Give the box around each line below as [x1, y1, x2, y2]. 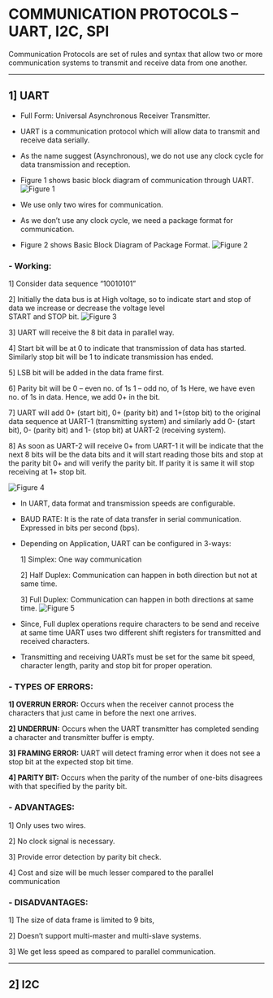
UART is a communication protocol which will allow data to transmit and [19, 126, 261, 136]
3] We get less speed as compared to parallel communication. [8, 946, 216, 956]
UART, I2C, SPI [8, 22, 110, 41]
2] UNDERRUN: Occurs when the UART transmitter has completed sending [8, 724, 259, 733]
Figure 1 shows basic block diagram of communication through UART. [19, 175, 254, 185]
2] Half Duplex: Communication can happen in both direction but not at [19, 571, 258, 580]
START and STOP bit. [8, 312, 80, 322]
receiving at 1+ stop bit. [8, 467, 87, 477]
